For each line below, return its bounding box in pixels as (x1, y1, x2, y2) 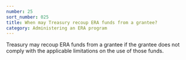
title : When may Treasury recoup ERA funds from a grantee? (6, 19, 158, 25)
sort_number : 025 (6, 14, 49, 20)
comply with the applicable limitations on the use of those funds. (6, 48, 164, 55)
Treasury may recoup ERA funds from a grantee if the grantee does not (6, 41, 180, 48)
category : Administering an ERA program (6, 25, 108, 31)
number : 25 (6, 8, 33, 15)
